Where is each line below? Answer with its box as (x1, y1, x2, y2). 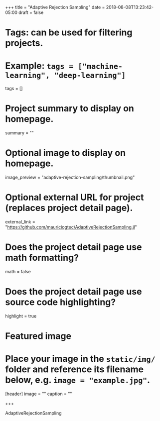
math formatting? (5, 252, 79, 263)
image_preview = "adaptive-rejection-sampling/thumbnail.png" (5, 174, 135, 180)
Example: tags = (5, 60, 74, 72)
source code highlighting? (5, 297, 116, 308)
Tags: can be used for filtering (5, 27, 133, 38)
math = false (5, 268, 31, 274)
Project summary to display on (5, 103, 135, 114)
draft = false (18, 9, 44, 15)
